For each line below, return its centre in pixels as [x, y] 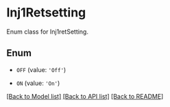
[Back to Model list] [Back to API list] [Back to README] [85, 96]
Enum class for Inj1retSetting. [47, 32]
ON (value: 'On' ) [38, 83]
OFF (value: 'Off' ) [41, 69]
